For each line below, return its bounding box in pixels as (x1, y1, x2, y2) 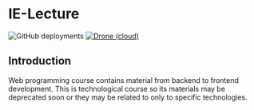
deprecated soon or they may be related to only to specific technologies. (8, 92, 248, 102)
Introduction (8, 54, 72, 68)
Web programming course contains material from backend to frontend (8, 75, 240, 84)
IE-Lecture (8, 5, 80, 23)
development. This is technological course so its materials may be (8, 84, 226, 93)
